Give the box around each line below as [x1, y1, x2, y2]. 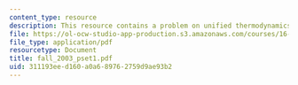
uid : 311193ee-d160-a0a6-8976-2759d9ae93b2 [9, 63, 173, 72]
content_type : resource [9, 12, 98, 22]
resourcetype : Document [9, 46, 98, 55]
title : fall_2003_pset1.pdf [9, 54, 114, 63]
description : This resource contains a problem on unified [9, 21, 232, 30]
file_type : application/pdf [9, 37, 114, 47]
